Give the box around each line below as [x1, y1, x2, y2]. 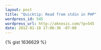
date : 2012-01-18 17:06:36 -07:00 [5, 26, 77, 31]
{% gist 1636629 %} [5, 39, 47, 45]
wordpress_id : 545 [5, 16, 43, 21]
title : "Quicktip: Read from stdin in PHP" [5, 12, 97, 17]
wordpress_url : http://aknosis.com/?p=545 [5, 21, 95, 26]
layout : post [5, 7, 32, 12]
